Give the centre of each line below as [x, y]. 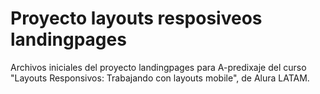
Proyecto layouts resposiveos [136, 18]
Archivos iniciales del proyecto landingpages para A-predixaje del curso [158, 67]
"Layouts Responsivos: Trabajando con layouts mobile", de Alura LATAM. [160, 78]
